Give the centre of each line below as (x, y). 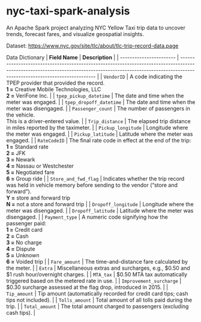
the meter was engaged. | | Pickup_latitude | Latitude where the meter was (100, 134)
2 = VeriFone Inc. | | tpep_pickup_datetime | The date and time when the (95, 96)
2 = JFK (16, 153)
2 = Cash (17, 236)
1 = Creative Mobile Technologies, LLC (54, 89)
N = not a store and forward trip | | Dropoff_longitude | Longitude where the (100, 204)
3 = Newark (21, 159)
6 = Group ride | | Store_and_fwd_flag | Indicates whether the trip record (95, 178)
